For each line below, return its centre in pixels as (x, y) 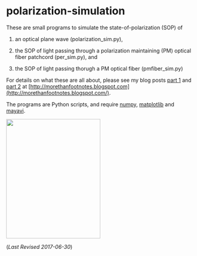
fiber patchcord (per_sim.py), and (56, 57)
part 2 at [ (19, 86)
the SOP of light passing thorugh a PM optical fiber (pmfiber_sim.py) (99, 68)
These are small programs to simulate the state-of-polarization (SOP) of (95, 27)
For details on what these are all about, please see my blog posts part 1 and (99, 80)
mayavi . (16, 110)
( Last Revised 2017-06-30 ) (39, 246)
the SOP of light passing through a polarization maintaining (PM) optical (103, 50)
